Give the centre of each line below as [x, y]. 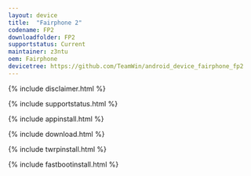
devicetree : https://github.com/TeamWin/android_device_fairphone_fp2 [126, 66]
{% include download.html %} [56, 134]
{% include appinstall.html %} [56, 119]
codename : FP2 [31, 30]
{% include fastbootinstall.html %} [64, 164]
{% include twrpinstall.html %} [58, 149]
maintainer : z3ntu [38, 52]
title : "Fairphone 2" [45, 23]
